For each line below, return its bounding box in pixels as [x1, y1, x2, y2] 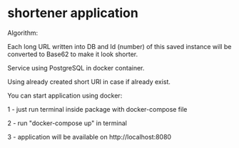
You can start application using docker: [7, 91, 123, 100]
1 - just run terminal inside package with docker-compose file [7, 105, 188, 113]
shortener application [7, 5, 139, 21]
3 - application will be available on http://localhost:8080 [7, 132, 172, 141]
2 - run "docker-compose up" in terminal [7, 119, 127, 127]
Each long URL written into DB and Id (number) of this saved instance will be [7, 42, 232, 51]
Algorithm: [7, 28, 38, 37]
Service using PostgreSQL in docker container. [7, 63, 145, 72]
